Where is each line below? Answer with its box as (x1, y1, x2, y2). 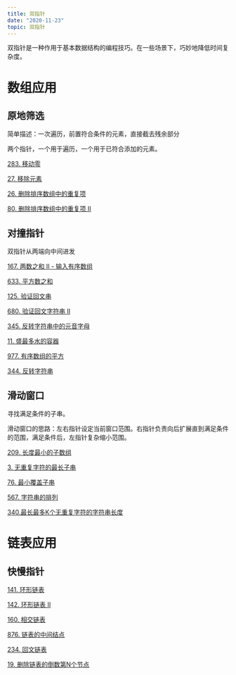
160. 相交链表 (7, 615, 46, 624)
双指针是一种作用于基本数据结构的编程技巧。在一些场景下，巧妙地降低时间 (7, 44, 223, 52)
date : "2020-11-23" (7, 17, 65, 24)
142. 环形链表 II (7, 600, 51, 609)
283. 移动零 (7, 160, 41, 168)
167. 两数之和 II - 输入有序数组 (7, 262, 93, 271)
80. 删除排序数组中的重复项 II (7, 205, 91, 213)
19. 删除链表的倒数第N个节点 (7, 660, 90, 669)
